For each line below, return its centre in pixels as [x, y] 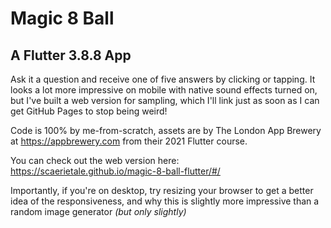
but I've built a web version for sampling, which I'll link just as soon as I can [165, 100]
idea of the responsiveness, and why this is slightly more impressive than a [165, 201]
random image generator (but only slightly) [98, 211]
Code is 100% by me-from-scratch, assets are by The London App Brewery [166, 130]
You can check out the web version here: [95, 160]
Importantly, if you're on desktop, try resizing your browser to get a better [162, 190]
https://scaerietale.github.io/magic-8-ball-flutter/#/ [115, 171]
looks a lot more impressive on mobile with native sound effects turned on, [164, 90]
